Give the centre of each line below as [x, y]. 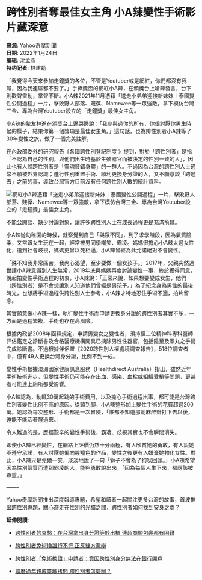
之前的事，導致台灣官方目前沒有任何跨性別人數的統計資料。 [90, 181]
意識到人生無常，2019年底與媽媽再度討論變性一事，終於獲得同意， [113, 270]
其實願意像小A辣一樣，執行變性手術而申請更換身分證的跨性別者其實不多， [98, 313]
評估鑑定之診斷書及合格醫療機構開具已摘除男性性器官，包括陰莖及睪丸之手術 [101, 341]
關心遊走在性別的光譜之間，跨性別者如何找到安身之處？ [112, 507]
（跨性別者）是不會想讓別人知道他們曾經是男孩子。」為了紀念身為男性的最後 [100, 285]
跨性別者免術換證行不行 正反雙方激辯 [60, 545]
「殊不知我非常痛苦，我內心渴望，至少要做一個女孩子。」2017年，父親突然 [98, 263]
